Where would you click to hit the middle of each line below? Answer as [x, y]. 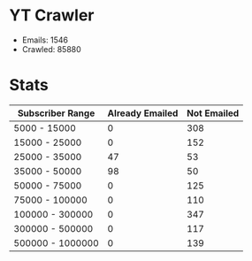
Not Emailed [213, 113]
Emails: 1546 [45, 40]
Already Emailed [143, 113]
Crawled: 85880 [51, 49]
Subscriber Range [56, 113]
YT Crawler [52, 15]
